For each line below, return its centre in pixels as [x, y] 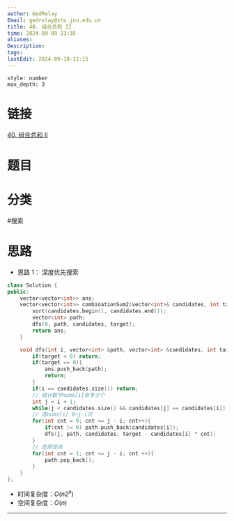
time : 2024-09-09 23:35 [42, 33]
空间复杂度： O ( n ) [42, 502]
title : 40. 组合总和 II [39, 27]
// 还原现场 [47, 447]
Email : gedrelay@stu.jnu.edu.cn [54, 20]
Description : [26, 46]
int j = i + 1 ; [54, 402]
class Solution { [32, 285]
